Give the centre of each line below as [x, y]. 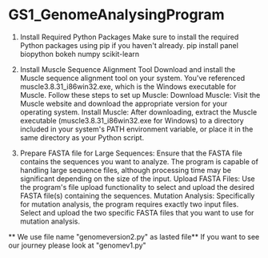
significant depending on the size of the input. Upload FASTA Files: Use [138, 179]
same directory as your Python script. [82, 137]
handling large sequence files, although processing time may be [126, 170]
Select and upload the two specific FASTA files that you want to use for [137, 212]
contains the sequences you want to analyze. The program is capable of [139, 161]
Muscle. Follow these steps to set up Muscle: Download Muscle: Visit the [140, 95]
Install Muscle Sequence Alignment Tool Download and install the [128, 69]
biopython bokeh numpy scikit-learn [80, 54]
